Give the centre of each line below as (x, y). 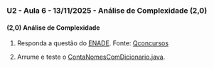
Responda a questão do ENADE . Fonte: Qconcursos (92, 43)
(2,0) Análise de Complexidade (53, 28)
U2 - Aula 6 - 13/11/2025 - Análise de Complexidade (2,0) (107, 11)
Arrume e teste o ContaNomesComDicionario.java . (91, 57)
